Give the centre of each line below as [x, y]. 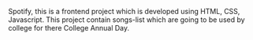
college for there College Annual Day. [69, 28]
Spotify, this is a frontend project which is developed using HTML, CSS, [124, 11]
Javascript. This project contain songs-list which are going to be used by [127, 20]
